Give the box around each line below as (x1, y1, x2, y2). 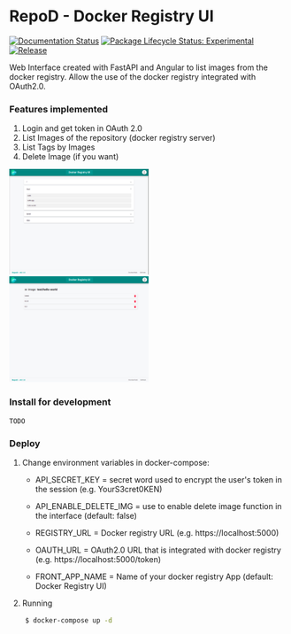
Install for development (9, 396, 111, 408)
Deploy (9, 437, 41, 449)
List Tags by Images (21, 142, 96, 152)
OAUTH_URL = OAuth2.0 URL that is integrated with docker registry (34, 545, 281, 555)
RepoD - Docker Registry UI (9, 6, 214, 27)
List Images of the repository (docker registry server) (21, 133, 216, 143)
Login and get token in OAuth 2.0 (21, 123, 143, 134)
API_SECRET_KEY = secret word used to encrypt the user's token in (34, 475, 283, 485)
